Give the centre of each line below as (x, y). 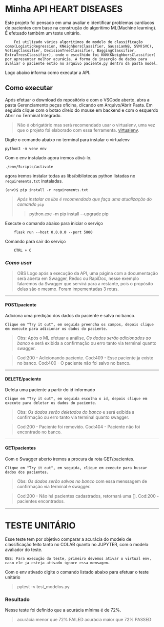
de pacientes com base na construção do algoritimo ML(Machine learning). (81, 27)
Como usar (19, 262)
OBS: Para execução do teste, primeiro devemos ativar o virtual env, (78, 558)
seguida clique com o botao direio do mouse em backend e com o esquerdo (82, 110)
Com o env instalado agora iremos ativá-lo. (48, 157)
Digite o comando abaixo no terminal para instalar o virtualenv (68, 139)
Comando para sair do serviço (36, 241)
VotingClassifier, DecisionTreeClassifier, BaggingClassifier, (71, 50)
